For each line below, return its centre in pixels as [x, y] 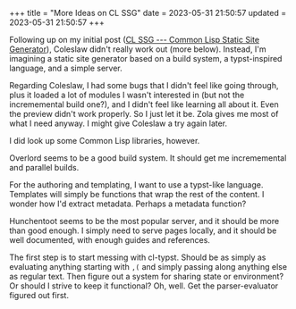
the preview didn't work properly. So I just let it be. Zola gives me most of [144, 114]
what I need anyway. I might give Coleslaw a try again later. [118, 123]
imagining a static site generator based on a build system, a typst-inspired [146, 58]
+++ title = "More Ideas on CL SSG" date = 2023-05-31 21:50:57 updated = [148, 13]
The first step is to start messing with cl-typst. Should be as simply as [138, 257]
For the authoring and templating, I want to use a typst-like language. [136, 185]
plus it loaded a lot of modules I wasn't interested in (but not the [127, 95]
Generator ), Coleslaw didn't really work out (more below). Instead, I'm [138, 49]
